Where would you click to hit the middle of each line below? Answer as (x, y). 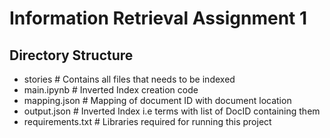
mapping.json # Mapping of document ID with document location (157, 100)
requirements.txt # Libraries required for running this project (147, 121)
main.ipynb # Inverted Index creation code (111, 90)
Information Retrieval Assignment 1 (158, 18)
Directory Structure (71, 55)
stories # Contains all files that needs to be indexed (129, 79)
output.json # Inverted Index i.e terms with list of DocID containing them (172, 111)
